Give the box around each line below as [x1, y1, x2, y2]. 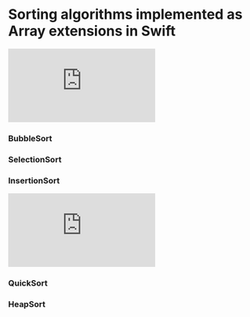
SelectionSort [8, 154, 62, 165]
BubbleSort [8, 133, 53, 144]
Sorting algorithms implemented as [8, 5, 243, 24]
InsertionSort [8, 175, 60, 186]
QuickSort [8, 278, 49, 288]
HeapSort [8, 298, 45, 309]
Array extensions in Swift [8, 22, 176, 40]
